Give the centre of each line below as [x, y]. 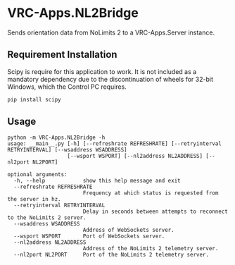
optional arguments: [38, 175]
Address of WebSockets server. [128, 230]
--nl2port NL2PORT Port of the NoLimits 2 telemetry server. [112, 255]
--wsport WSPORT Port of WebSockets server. [89, 236]
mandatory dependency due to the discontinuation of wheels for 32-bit [110, 79]
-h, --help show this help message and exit [97, 181]
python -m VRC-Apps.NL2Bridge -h [56, 138]
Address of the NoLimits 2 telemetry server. [151, 249]
